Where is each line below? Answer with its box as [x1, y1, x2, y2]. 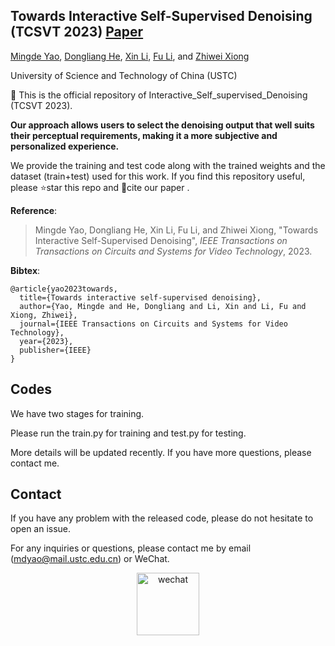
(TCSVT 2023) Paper [10, 24, 144, 41]
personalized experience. [10, 140, 120, 152]
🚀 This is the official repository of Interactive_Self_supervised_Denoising [10, 89, 308, 101]
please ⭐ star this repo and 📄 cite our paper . [10, 181, 190, 193]
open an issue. [10, 523, 72, 535]
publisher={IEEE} [19, 345, 92, 355]
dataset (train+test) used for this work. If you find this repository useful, [10, 170, 306, 182]
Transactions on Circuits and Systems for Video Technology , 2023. [34, 245, 313, 257]
